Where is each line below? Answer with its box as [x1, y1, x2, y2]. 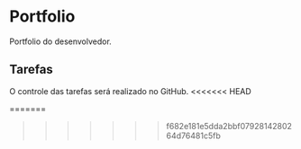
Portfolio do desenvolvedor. [9, 36, 113, 47]
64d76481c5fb [166, 130, 221, 141]
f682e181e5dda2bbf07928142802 [166, 120, 293, 131]
